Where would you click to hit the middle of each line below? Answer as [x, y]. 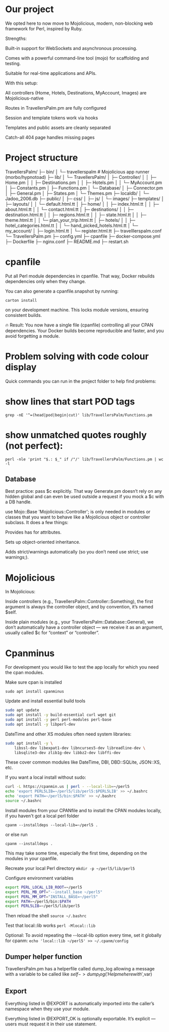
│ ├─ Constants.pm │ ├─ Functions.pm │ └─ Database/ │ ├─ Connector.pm [84, 187]
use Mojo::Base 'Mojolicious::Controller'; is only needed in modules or [78, 512]
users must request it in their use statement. [51, 1024]
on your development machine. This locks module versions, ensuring [77, 310]
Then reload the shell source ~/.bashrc [46, 916]
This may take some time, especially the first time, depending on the [76, 853]
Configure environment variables [39, 878]
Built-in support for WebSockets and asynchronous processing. [71, 48]
